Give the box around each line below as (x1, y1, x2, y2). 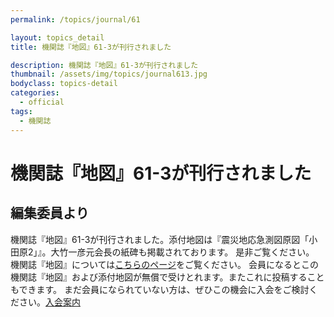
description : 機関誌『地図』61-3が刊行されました (10, 60, 199, 70)
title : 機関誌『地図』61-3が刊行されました (10, 42, 172, 52)
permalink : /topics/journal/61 (10, 14, 141, 25)
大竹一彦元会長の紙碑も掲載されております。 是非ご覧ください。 (50, 246, 315, 258)
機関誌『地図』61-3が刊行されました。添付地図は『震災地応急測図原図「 (10, 233, 310, 245)
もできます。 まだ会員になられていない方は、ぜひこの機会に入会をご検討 (10, 283, 310, 295)
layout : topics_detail (10, 32, 105, 43)
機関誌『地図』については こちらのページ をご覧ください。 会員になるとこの (10, 258, 319, 270)
